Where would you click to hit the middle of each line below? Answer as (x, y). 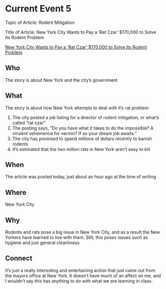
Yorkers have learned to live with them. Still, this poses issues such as (77, 237)
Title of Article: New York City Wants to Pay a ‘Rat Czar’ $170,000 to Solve (81, 32)
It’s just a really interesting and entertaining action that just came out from (80, 270)
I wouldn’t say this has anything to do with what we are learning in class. (79, 281)
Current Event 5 (38, 9)
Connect (19, 258)
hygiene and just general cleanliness (42, 243)
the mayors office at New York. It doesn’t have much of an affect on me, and (83, 276)
